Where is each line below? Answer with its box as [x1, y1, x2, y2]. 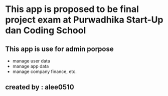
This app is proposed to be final [5, 3, 139, 15]
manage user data [12, 58, 50, 63]
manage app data [12, 63, 49, 69]
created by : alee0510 [5, 83, 74, 91]
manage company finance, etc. [12, 68, 77, 74]
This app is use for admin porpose [5, 44, 114, 53]
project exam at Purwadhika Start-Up [5, 14, 164, 25]
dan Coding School [5, 25, 86, 36]
